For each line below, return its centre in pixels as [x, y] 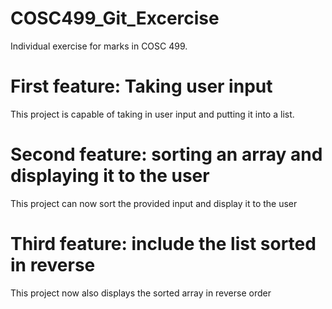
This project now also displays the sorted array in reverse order [141, 293]
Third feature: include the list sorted [163, 244]
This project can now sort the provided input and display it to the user [154, 203]
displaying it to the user [110, 176]
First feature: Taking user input [141, 86]
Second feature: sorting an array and [166, 154]
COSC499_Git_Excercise [115, 18]
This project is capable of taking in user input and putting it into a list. [152, 114]
